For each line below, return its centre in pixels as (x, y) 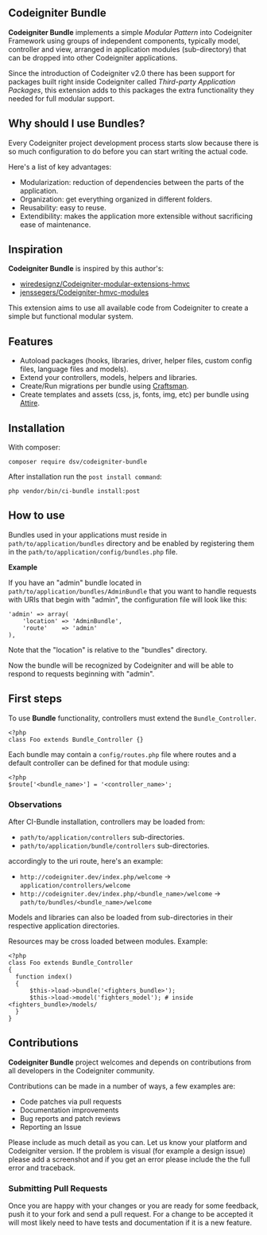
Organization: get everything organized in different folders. (116, 199)
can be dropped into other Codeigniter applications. (93, 57)
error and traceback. (42, 1167)
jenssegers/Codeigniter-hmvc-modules (84, 292)
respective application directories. (64, 925)
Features (31, 341)
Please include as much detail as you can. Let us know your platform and (128, 1142)
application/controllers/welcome (75, 885)
